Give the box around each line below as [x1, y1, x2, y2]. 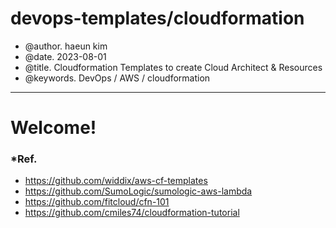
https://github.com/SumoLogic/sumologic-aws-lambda [24, 185, 253, 197]
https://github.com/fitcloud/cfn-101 [24, 196, 170, 208]
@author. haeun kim [24, 40, 108, 52]
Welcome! [10, 117, 97, 139]
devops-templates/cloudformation [10, 7, 305, 30]
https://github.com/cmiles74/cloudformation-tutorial [24, 207, 240, 219]
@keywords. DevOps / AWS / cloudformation [24, 72, 211, 84]
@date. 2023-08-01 [24, 50, 107, 62]
